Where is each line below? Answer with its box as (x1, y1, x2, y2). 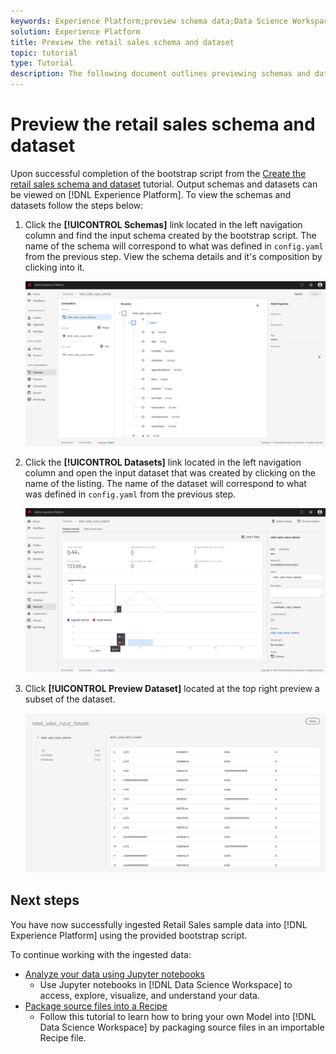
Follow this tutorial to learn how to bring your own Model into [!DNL (39, 1010, 317, 1022)
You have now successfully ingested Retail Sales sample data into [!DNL (10, 918, 308, 930)
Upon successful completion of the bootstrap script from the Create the (10, 167, 307, 179)
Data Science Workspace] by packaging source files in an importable (39, 1021, 325, 1033)
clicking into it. (24, 261, 85, 273)
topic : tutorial (10, 48, 78, 58)
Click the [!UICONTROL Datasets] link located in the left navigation (24, 456, 302, 468)
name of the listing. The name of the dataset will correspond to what (24, 477, 307, 489)
